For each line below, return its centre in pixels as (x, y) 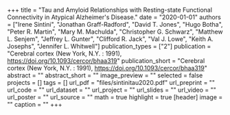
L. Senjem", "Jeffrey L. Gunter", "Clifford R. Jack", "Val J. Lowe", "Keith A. (111, 39)
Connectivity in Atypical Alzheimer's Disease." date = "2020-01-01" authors (114, 17)
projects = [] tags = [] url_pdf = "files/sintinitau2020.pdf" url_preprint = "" (111, 82)
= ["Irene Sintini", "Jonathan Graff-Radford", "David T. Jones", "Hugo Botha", (115, 24)
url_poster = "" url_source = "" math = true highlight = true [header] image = (115, 97)
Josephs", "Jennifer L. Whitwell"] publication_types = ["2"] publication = (109, 46)
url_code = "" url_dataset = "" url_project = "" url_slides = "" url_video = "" (112, 90)
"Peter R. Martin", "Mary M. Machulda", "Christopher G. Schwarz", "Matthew (115, 31)
